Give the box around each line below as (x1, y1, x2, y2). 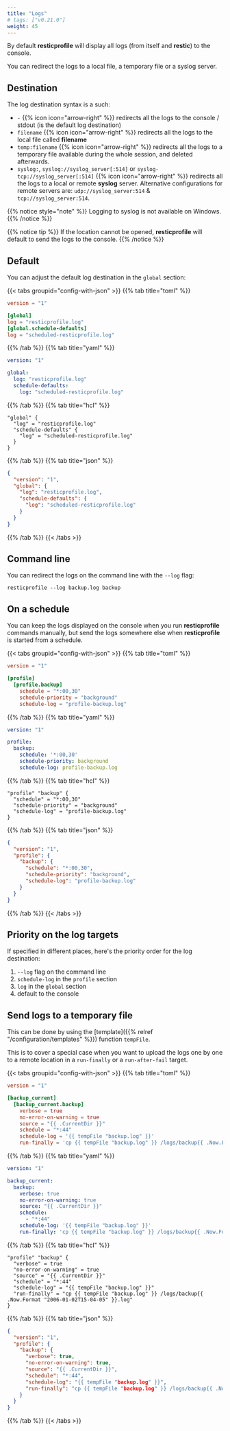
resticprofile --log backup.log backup (7, 584, 121, 591)
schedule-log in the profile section (16, 975, 118, 983)
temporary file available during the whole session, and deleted (16, 150, 193, 159)
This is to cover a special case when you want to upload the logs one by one (7, 1049, 223, 1057)
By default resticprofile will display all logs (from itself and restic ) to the (7, 42, 211, 50)
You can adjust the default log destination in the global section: (7, 273, 186, 282)
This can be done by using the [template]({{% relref (7, 1028, 153, 1036)
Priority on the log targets (7, 928, 119, 941)
